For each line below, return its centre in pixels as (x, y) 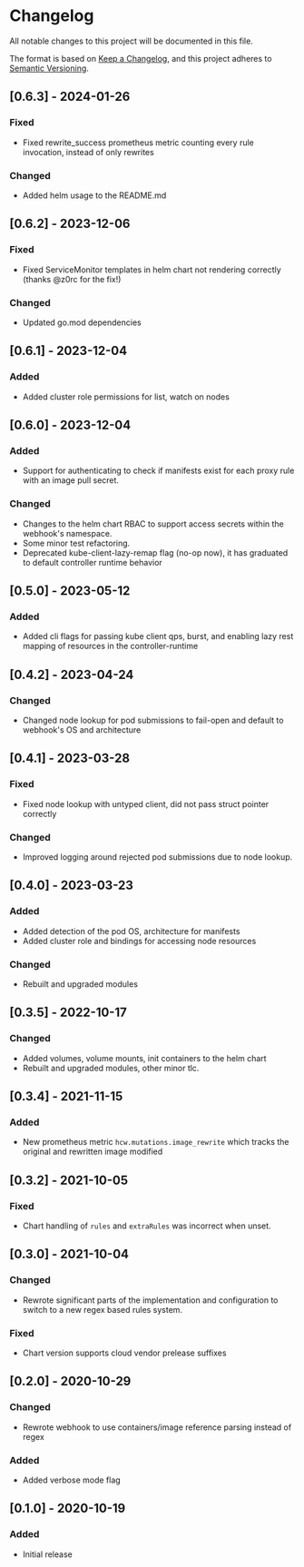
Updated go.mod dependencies (82, 322)
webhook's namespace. (67, 533)
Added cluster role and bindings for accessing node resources (139, 941)
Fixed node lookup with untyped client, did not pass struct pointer (146, 803)
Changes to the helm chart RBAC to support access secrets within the (153, 524)
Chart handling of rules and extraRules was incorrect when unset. (147, 1226)
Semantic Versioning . (49, 68)
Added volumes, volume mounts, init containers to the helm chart (144, 1058)
